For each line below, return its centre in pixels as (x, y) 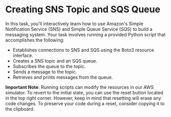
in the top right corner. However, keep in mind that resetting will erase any (83, 98)
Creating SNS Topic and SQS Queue (83, 9)
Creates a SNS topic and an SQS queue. (55, 61)
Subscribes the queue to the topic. (49, 66)
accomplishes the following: (35, 40)
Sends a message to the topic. (45, 72)
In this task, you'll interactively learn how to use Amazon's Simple (74, 24)
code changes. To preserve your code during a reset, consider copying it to (85, 103)
